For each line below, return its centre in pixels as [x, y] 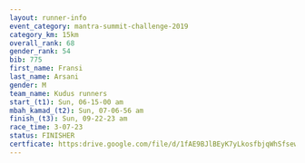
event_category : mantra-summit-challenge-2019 [99, 26]
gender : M [28, 85]
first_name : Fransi [46, 69]
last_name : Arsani [44, 77]
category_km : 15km [44, 34]
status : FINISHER [42, 136]
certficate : [32, 144]
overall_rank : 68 [42, 43]
